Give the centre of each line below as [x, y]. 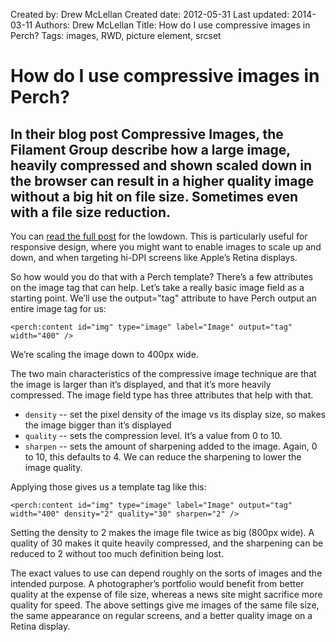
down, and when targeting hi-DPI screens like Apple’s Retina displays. [154, 257]
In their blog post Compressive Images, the [147, 134]
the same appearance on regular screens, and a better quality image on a [161, 615]
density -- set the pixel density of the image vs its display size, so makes [175, 414]
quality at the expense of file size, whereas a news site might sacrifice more [166, 594]
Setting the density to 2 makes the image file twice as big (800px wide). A [162, 532]
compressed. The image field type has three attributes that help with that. [162, 395]
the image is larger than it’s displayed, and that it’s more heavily [141, 384]
